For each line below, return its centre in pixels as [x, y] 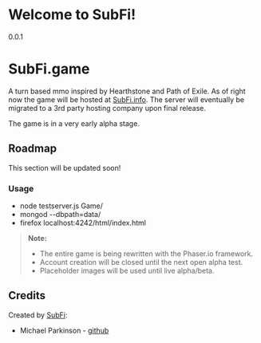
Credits [27, 296]
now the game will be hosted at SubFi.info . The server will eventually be [127, 99]
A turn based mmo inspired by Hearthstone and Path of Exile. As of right [127, 91]
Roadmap [33, 149]
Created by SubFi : [38, 315]
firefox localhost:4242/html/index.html [83, 223]
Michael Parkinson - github [64, 330]
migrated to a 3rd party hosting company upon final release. [107, 108]
